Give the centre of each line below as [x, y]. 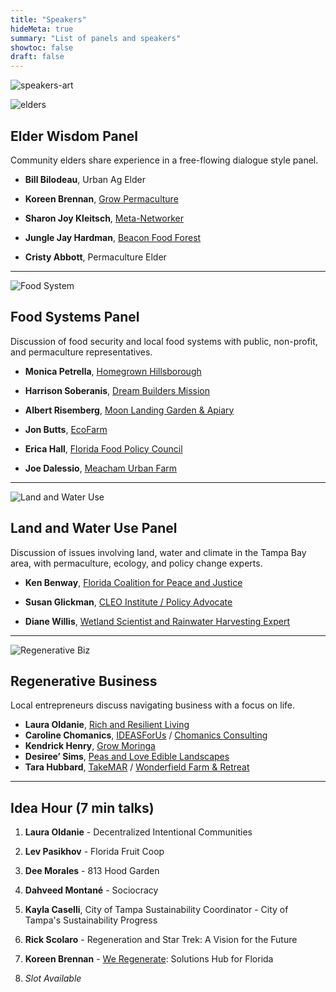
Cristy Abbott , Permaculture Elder [95, 257]
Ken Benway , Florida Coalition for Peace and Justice [133, 582]
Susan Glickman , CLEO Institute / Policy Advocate [128, 602]
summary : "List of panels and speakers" [96, 38]
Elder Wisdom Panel [74, 136]
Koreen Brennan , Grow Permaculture [101, 198]
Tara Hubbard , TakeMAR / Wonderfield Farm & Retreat [137, 767]
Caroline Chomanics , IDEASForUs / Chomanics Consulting [146, 735]
